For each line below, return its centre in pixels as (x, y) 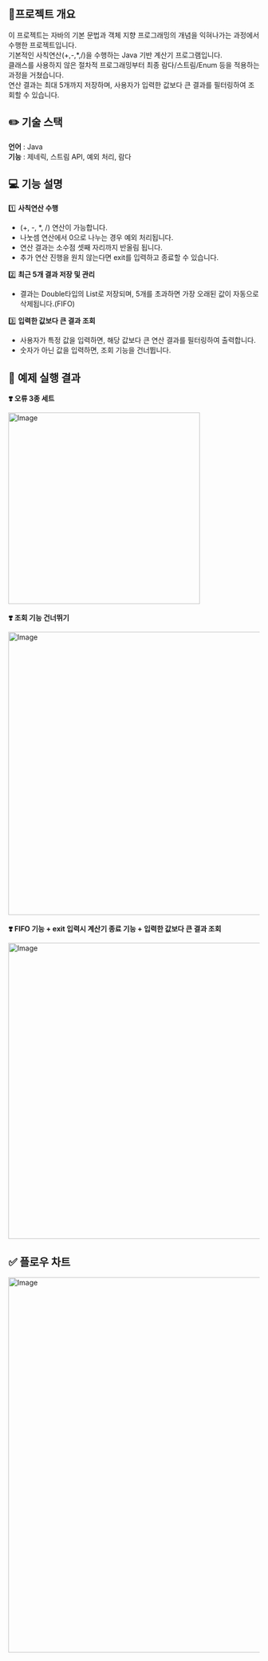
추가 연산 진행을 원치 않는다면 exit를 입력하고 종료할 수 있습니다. (119, 258)
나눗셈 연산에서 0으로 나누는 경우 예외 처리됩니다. (97, 238)
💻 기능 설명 (35, 185)
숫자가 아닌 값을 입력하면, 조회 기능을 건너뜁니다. (95, 350)
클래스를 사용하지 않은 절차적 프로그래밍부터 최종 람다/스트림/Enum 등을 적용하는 (134, 65)
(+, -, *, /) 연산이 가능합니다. (63, 228)
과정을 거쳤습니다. (36, 75)
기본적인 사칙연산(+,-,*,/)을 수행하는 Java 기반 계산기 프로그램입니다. (116, 55)
